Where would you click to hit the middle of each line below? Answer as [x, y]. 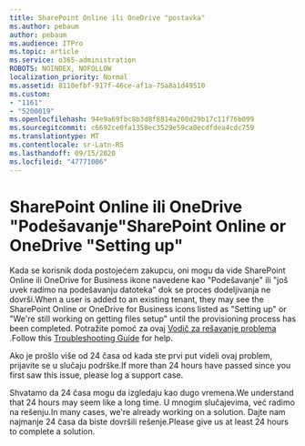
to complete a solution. [52, 431]
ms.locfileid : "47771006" [58, 162]
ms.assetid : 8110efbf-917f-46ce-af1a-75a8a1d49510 [107, 86]
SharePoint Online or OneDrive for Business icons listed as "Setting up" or [148, 309]
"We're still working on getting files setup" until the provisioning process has [153, 319]
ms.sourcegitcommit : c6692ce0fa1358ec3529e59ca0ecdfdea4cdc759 [132, 128]
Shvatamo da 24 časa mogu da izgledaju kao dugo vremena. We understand [152, 393]
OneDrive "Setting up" [97, 245]
